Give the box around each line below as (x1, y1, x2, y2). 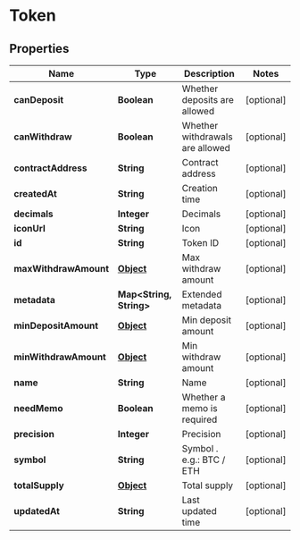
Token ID (181, 237, 220, 249)
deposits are (181, 94, 234, 105)
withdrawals (181, 131, 234, 143)
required (181, 413, 218, 426)
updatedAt (13, 505, 61, 517)
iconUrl (13, 223, 46, 234)
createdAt (13, 188, 58, 199)
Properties (9, 41, 70, 56)
